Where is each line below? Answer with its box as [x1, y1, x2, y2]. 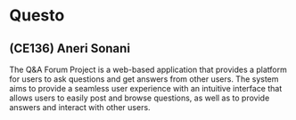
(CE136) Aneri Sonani [9, 41, 131, 56]
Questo [9, 5, 65, 26]
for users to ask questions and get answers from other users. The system [9, 74, 279, 84]
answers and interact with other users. [9, 102, 151, 112]
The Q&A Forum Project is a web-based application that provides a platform [9, 64, 287, 75]
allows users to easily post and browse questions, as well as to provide [9, 92, 270, 103]
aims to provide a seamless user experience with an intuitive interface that [9, 84, 283, 93]
